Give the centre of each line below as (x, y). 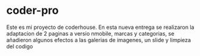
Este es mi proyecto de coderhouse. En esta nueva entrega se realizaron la (100, 27)
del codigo (20, 46)
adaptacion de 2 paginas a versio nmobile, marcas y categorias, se (91, 33)
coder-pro (33, 11)
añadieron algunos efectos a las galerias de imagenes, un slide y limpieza (98, 40)
